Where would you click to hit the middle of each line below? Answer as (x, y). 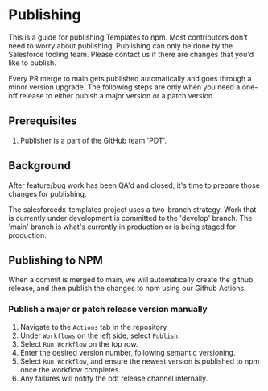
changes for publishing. (47, 193)
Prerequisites (43, 121)
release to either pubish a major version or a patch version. (117, 95)
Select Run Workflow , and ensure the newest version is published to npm (140, 361)
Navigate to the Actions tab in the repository (93, 327)
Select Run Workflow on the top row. (79, 343)
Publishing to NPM (56, 260)
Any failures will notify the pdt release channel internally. (114, 378)
